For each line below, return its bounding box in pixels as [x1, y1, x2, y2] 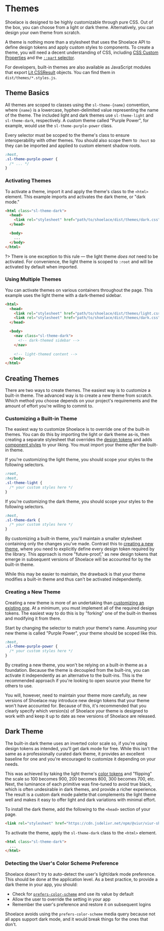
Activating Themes [5, 177, 51, 184]
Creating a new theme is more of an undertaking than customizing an [5, 600, 144, 606]
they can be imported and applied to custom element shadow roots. [5, 143, 142, 148]
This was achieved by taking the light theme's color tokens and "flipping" [5, 770, 152, 777]
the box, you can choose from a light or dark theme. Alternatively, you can [5, 24, 154, 30]
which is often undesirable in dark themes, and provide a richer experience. [5, 786, 157, 792]
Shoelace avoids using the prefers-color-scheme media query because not [5, 911, 156, 917]
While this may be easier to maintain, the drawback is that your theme [5, 571, 145, 577]
